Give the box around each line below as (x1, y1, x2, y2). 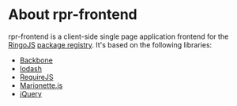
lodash (19, 63, 42, 73)
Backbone (19, 55, 53, 65)
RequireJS (19, 72, 54, 81)
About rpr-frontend (8, 6, 137, 24)
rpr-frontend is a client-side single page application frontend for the (8, 32, 229, 41)
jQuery (19, 89, 42, 98)
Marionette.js (19, 81, 63, 90)
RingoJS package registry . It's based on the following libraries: (8, 40, 213, 49)
